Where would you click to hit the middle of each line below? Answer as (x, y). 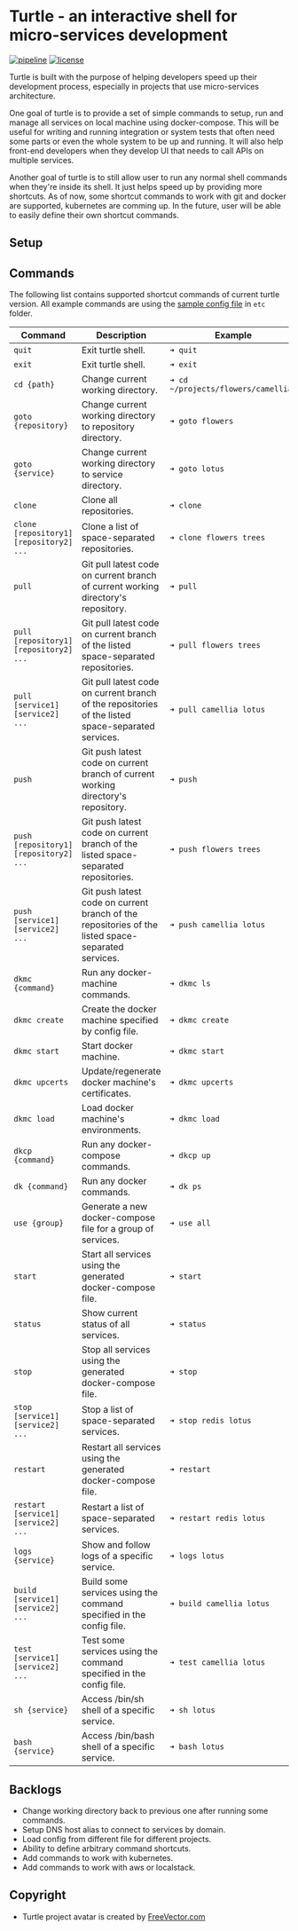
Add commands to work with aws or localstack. (109, 1867)
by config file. (110, 1031)
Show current (110, 1313)
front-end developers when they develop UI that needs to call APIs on (137, 150)
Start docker (107, 1046)
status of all (106, 1324)
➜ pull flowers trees (216, 646)
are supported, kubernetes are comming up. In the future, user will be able (145, 205)
